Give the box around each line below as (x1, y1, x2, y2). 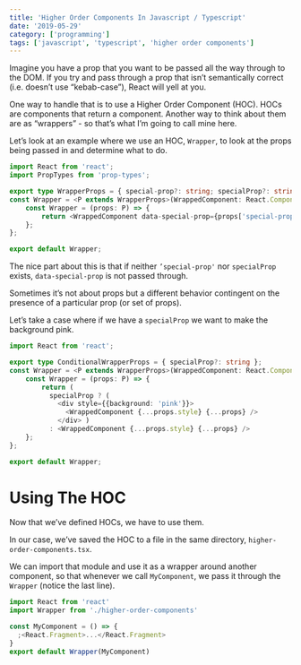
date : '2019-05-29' (9, 22, 82, 30)
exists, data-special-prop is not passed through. (9, 271, 189, 281)
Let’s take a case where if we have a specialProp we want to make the (9, 315, 269, 325)
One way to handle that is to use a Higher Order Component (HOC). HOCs (9, 99, 282, 110)
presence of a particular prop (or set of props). (9, 298, 182, 308)
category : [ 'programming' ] (9, 30, 110, 39)
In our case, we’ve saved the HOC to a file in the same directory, (9, 534, 247, 545)
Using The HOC (9, 488, 127, 507)
